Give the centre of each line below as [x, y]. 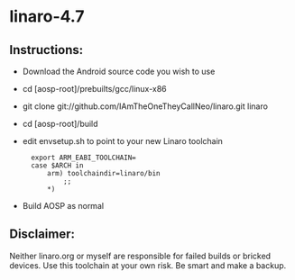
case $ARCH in [57, 166]
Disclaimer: [42, 235]
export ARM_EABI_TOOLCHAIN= [84, 158]
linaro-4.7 [47, 17]
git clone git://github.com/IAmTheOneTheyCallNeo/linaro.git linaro [145, 106]
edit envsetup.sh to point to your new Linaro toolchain [123, 141]
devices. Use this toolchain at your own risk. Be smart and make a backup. [148, 265]
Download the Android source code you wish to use [119, 71]
